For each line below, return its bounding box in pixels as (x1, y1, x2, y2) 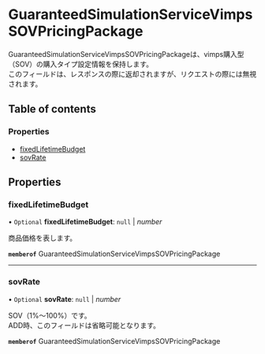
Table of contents (8, 103, 96, 116)
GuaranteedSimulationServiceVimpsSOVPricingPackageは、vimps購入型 (8, 49, 244, 58)
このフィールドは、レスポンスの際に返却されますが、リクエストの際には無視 (8, 69, 257, 78)
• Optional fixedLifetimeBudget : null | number (8, 217, 162, 227)
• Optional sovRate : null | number (8, 294, 121, 303)
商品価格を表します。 (8, 233, 77, 243)
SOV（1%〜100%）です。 (8, 311, 92, 320)
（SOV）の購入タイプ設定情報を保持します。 (8, 59, 154, 69)
